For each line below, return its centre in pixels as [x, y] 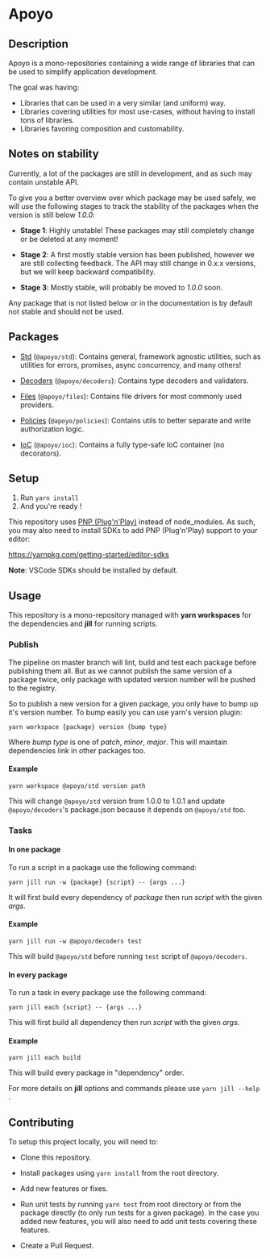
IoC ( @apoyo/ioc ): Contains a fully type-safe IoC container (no [122, 444]
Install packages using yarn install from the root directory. [119, 1173]
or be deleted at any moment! [69, 239]
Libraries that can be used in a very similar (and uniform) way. [123, 103]
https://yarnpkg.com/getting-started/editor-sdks [89, 555]
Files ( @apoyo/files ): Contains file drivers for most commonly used [131, 396]
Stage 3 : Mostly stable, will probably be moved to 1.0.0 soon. [121, 287]
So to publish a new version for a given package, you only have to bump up [133, 703]
